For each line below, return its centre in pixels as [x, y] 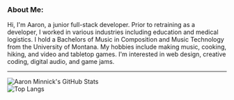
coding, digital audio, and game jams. [61, 62]
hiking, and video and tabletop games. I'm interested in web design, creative [117, 54]
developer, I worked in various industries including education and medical [113, 32]
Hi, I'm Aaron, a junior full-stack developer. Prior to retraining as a [101, 25]
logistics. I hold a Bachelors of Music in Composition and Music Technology [116, 40]
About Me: [25, 10]
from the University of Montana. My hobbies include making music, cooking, [117, 47]
